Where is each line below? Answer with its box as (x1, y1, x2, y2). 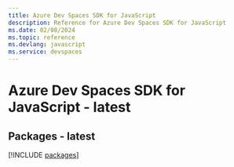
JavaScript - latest (8, 99, 131, 116)
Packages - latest (8, 129, 96, 143)
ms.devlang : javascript (8, 41, 86, 49)
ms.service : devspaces (8, 48, 82, 56)
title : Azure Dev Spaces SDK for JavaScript (8, 11, 156, 20)
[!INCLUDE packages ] (8, 151, 79, 159)
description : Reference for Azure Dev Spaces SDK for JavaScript (8, 19, 226, 27)
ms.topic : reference (8, 33, 76, 42)
